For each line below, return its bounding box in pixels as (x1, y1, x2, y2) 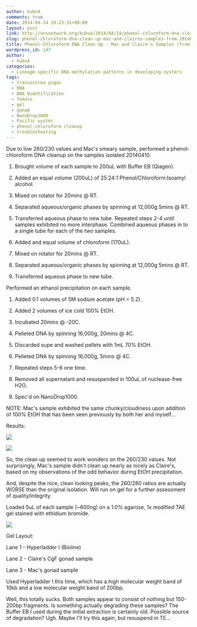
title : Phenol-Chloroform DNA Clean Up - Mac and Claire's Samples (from (6, 42, 191, 48)
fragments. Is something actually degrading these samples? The (23, 602, 179, 609)
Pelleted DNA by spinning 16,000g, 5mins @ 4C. (14, 353, 131, 360)
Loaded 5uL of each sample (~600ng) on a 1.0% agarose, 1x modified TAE (6, 503, 186, 510)
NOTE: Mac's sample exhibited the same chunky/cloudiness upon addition (6, 404, 186, 412)
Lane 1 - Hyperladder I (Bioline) (6, 543, 81, 550)
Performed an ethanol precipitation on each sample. (6, 284, 132, 291)
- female (11, 96, 33, 102)
